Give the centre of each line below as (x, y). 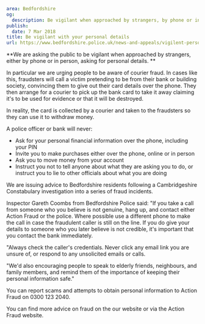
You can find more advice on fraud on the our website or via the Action (95, 309)
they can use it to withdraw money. (50, 117)
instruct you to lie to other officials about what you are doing (91, 173)
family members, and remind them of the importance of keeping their (93, 272)
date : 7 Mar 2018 (34, 31)
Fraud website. (25, 315)
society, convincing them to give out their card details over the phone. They (101, 86)
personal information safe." (40, 279)
